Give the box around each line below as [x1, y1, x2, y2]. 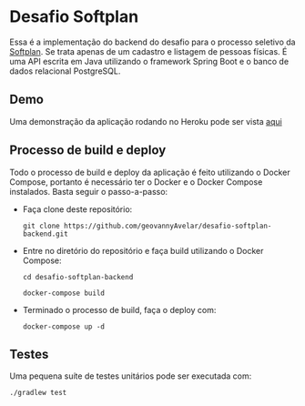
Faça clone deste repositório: [22, 203, 133, 215]
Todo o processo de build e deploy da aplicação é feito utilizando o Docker [9, 167, 290, 178]
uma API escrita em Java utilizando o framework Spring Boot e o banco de [9, 56, 290, 66]
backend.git [22, 229, 68, 239]
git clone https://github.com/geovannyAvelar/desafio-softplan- [22, 221, 272, 230]
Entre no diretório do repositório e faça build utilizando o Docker [22, 245, 264, 256]
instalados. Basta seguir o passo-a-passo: [9, 186, 168, 197]
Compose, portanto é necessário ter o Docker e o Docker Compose [9, 176, 263, 188]
